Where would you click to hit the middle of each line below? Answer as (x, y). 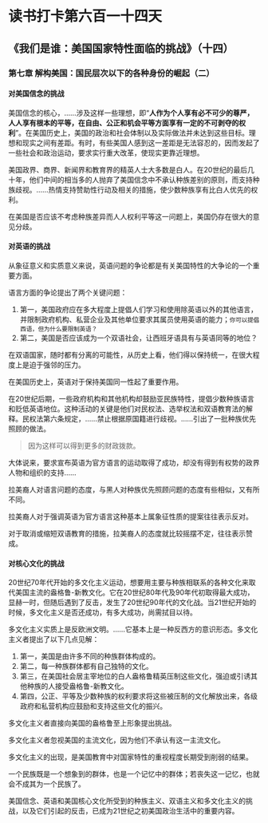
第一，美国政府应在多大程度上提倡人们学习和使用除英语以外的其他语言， (138, 309)
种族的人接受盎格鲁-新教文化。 (78, 686)
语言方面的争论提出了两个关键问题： (68, 292)
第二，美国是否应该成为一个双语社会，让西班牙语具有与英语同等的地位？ (138, 338)
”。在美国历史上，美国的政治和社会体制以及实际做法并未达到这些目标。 (132, 133)
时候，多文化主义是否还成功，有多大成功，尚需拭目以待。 (102, 612)
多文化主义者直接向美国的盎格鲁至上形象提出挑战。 (92, 723)
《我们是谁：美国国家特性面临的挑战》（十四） (121, 48)
